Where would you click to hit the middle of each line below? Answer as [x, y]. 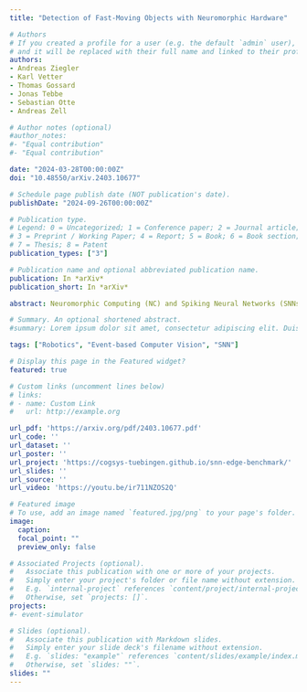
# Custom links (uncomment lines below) [88, 386]
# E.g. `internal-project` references [88, 589]
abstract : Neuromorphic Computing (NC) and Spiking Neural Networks [143, 303]
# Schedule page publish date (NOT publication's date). [120, 194]
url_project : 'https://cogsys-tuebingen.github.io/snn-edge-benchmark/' [151, 463]
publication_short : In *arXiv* [69, 287]
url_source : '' [38, 479]
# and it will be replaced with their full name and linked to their [145, 51]
